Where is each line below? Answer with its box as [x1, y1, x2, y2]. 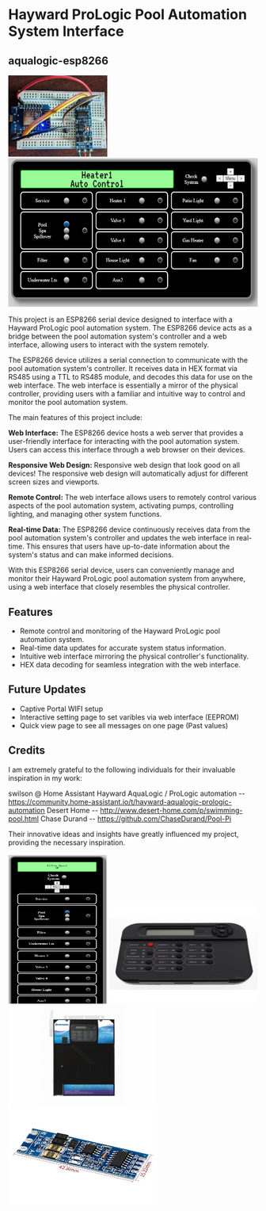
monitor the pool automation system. [8, 398, 128, 407]
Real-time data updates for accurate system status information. [19, 644, 226, 653]
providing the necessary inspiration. [8, 838, 126, 847]
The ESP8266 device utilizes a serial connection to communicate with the [8, 355, 248, 365]
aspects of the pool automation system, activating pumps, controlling [8, 501, 234, 510]
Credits [8, 743, 46, 758]
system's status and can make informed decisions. [8, 550, 174, 560]
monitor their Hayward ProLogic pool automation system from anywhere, [8, 574, 245, 583]
